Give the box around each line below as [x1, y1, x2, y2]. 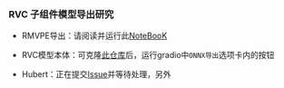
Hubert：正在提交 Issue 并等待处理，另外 [21, 69, 171, 80]
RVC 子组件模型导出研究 [8, 7, 114, 20]
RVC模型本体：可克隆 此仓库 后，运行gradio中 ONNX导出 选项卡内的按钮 [21, 50, 275, 61]
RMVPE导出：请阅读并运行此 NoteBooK [21, 30, 168, 42]
